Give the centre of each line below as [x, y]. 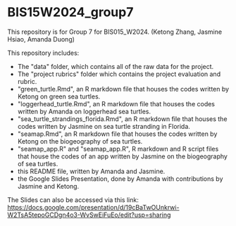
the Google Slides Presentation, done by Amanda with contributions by [120, 178]
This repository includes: [43, 53]
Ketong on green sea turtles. [59, 96]
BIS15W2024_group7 [70, 12]
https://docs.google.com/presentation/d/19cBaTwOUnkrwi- [93, 207]
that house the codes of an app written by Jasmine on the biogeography [122, 156]
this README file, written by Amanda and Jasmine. [91, 171]
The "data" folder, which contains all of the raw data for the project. [116, 66]
